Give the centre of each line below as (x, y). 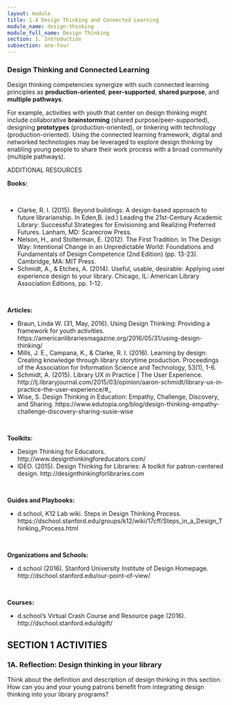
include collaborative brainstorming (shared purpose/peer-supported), (108, 120)
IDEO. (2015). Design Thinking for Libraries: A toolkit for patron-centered (120, 466)
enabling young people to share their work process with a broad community (115, 150)
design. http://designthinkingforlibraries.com (81, 474)
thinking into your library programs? (58, 694)
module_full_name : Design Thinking (58, 33)
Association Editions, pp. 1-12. (60, 284)
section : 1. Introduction (44, 39)
